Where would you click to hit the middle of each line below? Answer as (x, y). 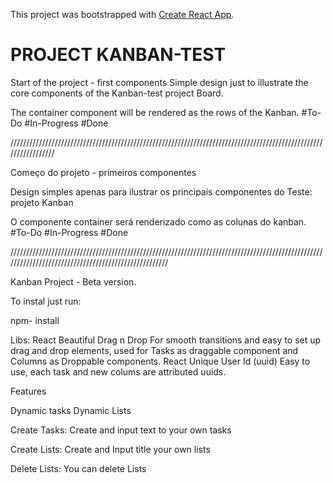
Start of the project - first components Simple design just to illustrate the (159, 82)
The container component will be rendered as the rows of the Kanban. (155, 112)
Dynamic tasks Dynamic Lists (71, 410)
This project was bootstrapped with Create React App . (122, 14)
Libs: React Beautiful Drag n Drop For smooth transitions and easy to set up (166, 340)
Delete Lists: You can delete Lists (78, 468)
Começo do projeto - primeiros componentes (103, 172)
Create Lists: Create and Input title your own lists (110, 449)
